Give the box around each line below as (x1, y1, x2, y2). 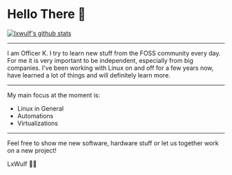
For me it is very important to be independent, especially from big (7, 56, 193, 64)
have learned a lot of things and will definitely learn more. (7, 71, 171, 79)
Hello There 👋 (7, 6, 86, 22)
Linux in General (17, 104, 64, 113)
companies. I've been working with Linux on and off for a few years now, (7, 64, 214, 72)
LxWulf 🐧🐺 (7, 159, 37, 168)
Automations (17, 111, 54, 120)
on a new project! (7, 146, 57, 154)
